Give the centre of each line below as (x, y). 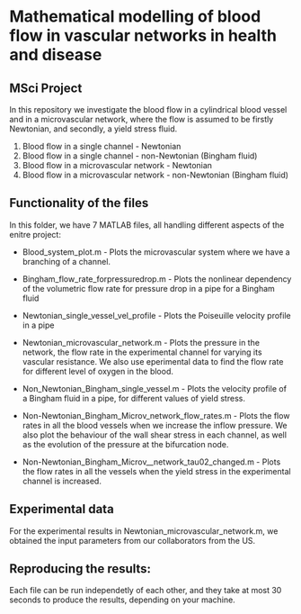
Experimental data (62, 509)
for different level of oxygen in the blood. (97, 371)
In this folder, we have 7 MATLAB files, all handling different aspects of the (147, 225)
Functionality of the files (79, 203)
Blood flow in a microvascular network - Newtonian (117, 165)
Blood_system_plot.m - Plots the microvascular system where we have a (156, 252)
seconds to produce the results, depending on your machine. (122, 600)
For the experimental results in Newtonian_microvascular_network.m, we (144, 531)
